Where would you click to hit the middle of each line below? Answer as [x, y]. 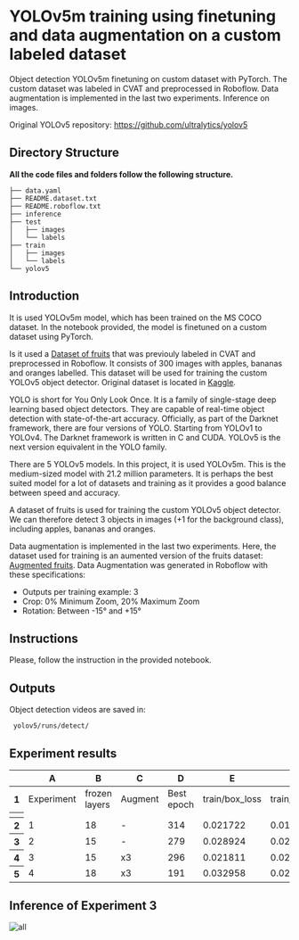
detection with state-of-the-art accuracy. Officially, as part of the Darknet [144, 418]
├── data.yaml [36, 190]
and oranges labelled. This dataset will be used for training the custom [138, 373]
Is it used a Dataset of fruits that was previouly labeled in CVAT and [133, 353]
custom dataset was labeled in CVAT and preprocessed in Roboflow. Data [144, 88]
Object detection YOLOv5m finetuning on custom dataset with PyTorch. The [148, 78]
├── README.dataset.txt [53, 198]
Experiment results [63, 753]
